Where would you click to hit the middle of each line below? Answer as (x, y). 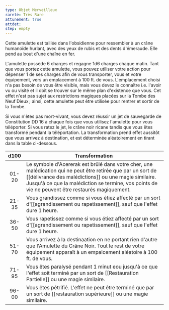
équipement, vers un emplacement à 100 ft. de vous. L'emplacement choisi (83, 80)
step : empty (18, 29)
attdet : (13, 24)
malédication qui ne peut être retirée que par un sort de (91, 171)
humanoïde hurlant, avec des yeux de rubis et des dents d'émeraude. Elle (81, 49)
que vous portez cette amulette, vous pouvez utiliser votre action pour (78, 69)
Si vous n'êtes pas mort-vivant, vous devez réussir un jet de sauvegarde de (83, 116)
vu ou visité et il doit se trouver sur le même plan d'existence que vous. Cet (83, 91)
